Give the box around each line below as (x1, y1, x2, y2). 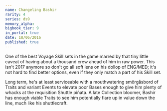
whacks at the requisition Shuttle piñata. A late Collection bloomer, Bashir (5, 89, 156, 95)
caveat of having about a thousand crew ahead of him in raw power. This (5, 58, 155, 65)
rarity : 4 (5, 12, 26, 17)
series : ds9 (5, 16, 30, 21)
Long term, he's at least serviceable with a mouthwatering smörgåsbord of (5, 79, 159, 85)
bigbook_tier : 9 (5, 26, 39, 31)
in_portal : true (5, 30, 39, 35)
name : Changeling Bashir (5, 7, 57, 12)
